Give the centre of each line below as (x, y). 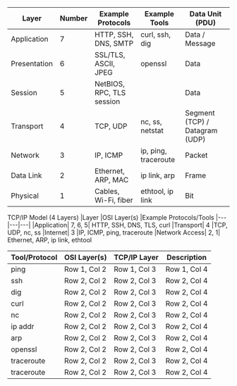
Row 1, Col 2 (85, 269)
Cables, (107, 191)
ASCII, (104, 64)
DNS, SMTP (114, 43)
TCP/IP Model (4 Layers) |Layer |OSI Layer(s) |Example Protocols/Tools (111, 217)
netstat (152, 131)
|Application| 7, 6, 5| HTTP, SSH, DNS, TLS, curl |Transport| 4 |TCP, (130, 225)
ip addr (23, 326)
